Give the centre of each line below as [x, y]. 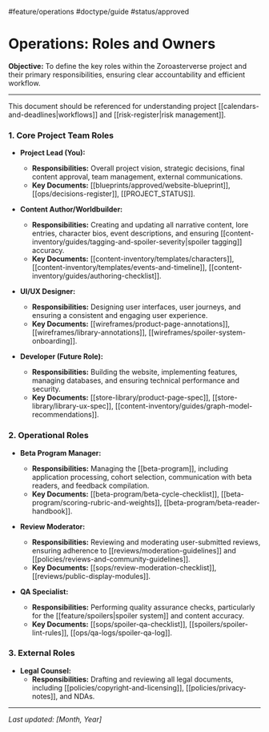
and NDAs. [77, 696]
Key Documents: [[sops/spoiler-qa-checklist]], [110, 624]
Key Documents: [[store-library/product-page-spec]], [121, 398]
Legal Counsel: [46, 670]
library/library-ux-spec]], [72, 406]
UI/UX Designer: [48, 292]
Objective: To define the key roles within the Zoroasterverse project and [127, 66]
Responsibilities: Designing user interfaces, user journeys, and [137, 307]
